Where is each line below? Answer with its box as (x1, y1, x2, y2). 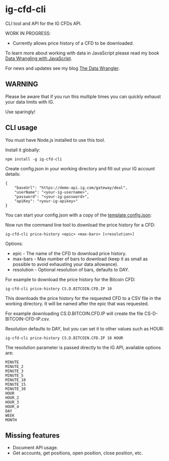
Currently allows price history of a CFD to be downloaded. (12, 40, 134, 46)
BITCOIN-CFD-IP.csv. (5, 316, 51, 322)
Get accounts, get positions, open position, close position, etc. (12, 450, 143, 456)
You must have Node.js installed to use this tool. (5, 137, 105, 143)
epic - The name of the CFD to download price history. (12, 250, 126, 256)
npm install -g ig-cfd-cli (5, 157, 62, 162)
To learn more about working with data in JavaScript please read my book (5, 50, 159, 56)
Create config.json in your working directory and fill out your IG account (5, 165, 155, 171)
